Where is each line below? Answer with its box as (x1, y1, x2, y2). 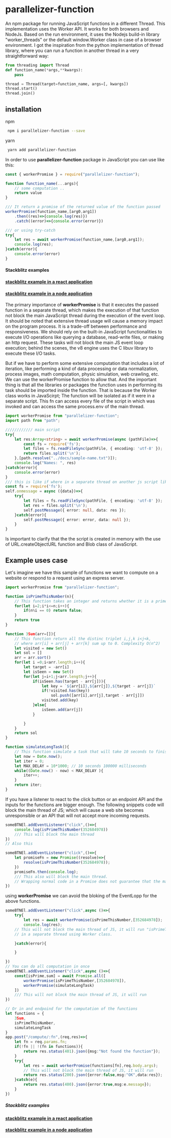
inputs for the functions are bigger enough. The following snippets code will (5, 802, 164, 808)
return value (14, 190, 42, 195)
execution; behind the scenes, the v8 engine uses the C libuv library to (5, 345, 154, 351)
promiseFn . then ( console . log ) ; (14, 869, 79, 874)
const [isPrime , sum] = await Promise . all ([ (14, 973, 106, 978)
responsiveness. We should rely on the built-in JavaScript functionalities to (5, 329, 162, 335)
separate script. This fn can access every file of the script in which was (5, 398, 155, 404)
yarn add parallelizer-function (7, 147, 76, 152)
